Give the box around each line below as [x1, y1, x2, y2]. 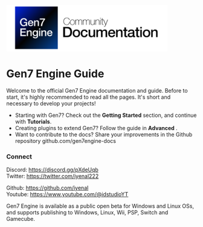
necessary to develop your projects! [6, 99, 96, 107]
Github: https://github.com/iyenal [6, 184, 89, 192]
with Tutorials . [14, 117, 52, 125]
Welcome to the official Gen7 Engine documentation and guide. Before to [6, 87, 188, 94]
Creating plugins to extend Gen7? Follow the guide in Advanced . [14, 124, 178, 131]
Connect [6, 152, 32, 160]
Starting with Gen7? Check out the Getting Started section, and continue [14, 111, 197, 119]
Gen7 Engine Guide [6, 67, 105, 81]
